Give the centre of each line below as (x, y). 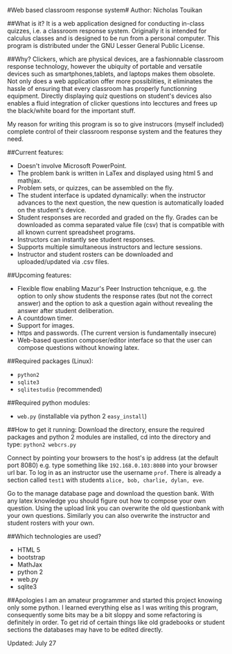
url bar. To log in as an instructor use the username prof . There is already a (114, 472)
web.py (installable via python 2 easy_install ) (82, 416)
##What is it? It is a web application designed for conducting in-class (106, 23)
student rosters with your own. (51, 523)
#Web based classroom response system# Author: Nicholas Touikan (105, 10)
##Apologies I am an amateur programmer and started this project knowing (115, 600)
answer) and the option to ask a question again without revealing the (115, 303)
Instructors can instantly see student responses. (86, 240)
